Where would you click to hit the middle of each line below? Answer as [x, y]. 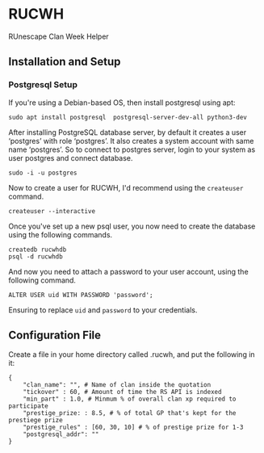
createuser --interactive [52, 211]
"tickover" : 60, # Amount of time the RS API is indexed [122, 392]
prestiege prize [36, 421]
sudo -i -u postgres [43, 173]
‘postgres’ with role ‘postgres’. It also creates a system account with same [131, 141]
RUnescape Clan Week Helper [59, 36]
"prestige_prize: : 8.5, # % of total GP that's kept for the [130, 413]
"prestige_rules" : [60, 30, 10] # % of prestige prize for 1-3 [133, 428]
